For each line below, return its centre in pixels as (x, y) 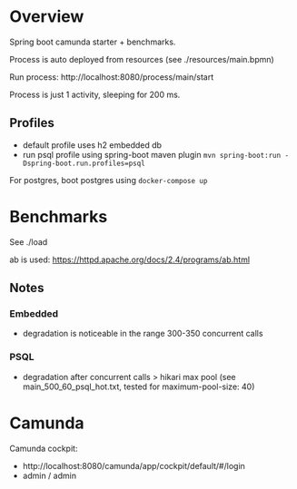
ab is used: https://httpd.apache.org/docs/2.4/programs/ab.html (130, 259)
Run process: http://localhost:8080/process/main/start (112, 77)
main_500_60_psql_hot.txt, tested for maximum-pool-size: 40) (139, 386)
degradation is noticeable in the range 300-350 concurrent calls (143, 334)
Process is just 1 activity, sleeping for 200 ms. (95, 94)
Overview (47, 17)
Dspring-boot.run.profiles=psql (84, 163)
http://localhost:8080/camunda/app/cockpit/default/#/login (134, 465)
